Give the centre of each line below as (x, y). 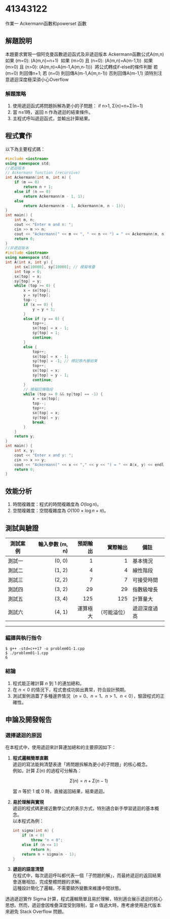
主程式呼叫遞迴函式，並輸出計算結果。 (52, 118)
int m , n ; (25, 220)
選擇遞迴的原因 (24, 735)
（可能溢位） (113, 612)
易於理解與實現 (28, 802)
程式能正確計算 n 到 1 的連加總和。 (48, 683)
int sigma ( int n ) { (33, 831)
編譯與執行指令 (24, 637)
